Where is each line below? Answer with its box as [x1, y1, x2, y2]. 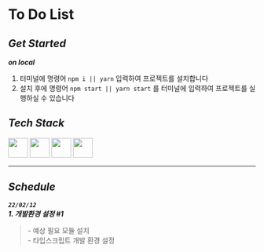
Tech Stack [8, 116, 65, 130]
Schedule [8, 181, 56, 194]
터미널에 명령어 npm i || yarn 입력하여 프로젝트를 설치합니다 [19, 74, 209, 83]
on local [8, 57, 35, 67]
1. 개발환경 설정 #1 [8, 209, 64, 218]
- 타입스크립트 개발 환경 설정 [27, 236, 115, 245]
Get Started [8, 37, 67, 50]
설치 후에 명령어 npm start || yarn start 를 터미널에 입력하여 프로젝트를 [19, 84, 247, 93]
